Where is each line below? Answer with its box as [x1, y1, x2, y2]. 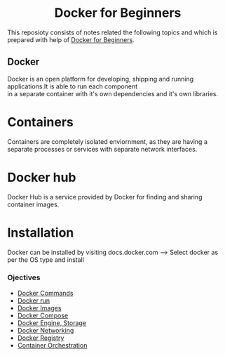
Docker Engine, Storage [17, 318, 86, 327]
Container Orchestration [17, 341, 88, 349]
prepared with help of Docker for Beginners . [7, 35, 135, 44]
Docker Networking [17, 326, 74, 334]
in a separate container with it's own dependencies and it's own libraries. [7, 89, 219, 98]
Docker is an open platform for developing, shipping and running [7, 74, 194, 83]
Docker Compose [17, 311, 69, 319]
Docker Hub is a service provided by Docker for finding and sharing [7, 192, 203, 201]
